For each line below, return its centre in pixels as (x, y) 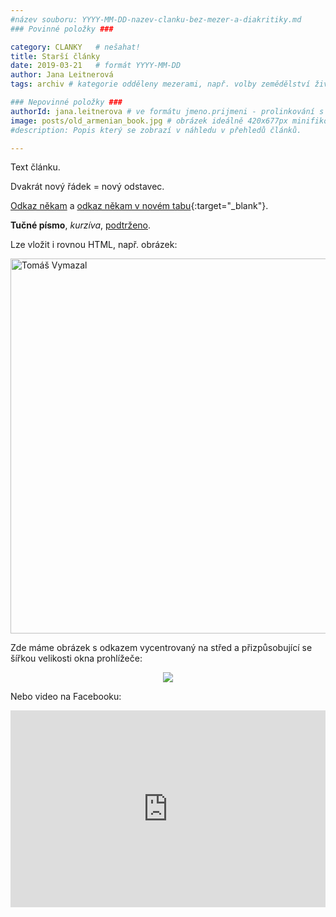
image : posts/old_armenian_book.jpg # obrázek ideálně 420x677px (149, 121)
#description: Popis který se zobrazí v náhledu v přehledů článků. (156, 130)
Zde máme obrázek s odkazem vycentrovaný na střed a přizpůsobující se (161, 648)
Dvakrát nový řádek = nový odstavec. (87, 187)
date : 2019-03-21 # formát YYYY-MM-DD (96, 66)
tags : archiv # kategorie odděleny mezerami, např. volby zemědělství (160, 84)
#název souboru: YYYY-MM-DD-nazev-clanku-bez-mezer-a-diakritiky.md (156, 19)
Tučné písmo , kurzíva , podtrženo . (81, 225)
